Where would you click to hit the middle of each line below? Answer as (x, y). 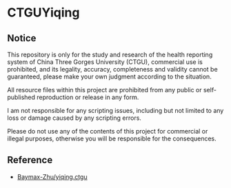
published (21, 97)
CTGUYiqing (43, 13)
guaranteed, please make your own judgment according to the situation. (109, 76)
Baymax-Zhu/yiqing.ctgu (52, 176)
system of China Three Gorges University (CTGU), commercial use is (105, 62)
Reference (30, 160)
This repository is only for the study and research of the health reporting (110, 54)
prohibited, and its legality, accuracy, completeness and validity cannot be (113, 69)
